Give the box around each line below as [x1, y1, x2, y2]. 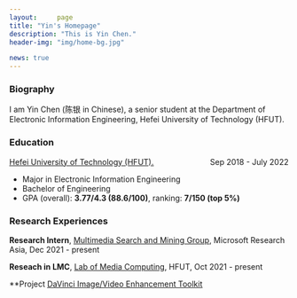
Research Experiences [9, 215, 108, 227]
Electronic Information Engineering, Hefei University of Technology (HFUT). [9, 114, 285, 125]
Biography [9, 83, 55, 96]
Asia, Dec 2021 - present [9, 245, 100, 255]
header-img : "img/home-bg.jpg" [9, 37, 125, 47]
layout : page [9, 12, 74, 22]
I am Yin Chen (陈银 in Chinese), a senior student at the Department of [9, 104, 266, 115]
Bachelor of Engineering [21, 183, 111, 193]
